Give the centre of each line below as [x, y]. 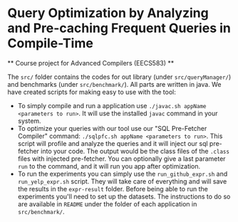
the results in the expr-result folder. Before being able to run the [113, 189]
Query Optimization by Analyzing [108, 13]
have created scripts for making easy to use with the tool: [92, 92]
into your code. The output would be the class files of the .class [135, 151]
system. [29, 121]
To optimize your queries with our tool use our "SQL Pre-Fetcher [112, 128]
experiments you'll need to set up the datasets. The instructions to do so [124, 196]
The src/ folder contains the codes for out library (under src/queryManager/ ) [119, 77]
